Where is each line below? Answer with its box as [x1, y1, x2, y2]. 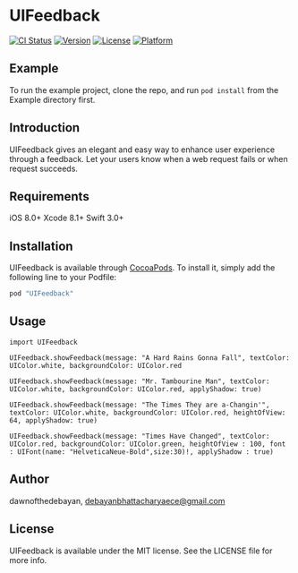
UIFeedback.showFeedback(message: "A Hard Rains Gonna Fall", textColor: [9, 353, 291, 363]
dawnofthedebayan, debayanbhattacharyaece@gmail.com [9, 495, 226, 506]
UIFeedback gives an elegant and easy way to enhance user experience [9, 144, 276, 155]
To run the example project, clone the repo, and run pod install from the [9, 84, 279, 95]
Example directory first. [9, 94, 96, 105]
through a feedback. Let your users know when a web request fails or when [9, 153, 288, 164]
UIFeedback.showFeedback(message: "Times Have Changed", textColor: [9, 432, 270, 440]
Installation [9, 238, 73, 253]
